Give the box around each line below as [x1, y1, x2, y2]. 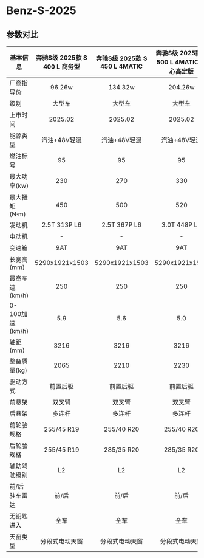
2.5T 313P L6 [41, 221, 82, 229]
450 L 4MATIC [100, 62, 143, 71]
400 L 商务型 [43, 63, 80, 71]
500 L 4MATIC [156, 58, 199, 66]
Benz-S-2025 [6, 4, 77, 18]
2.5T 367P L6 [101, 221, 141, 229]
